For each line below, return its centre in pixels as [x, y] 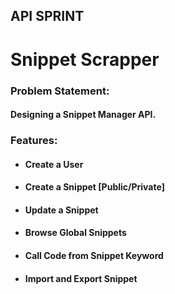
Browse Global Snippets [75, 233]
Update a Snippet [61, 210]
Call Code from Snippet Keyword [94, 255]
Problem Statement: [60, 91]
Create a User [54, 164]
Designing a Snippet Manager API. [83, 115]
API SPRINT [47, 16]
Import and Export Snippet [81, 278]
